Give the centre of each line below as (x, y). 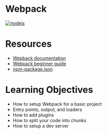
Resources (29, 44)
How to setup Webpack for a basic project (57, 104)
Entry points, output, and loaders (47, 109)
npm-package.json (33, 69)
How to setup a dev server (41, 126)
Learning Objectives (49, 90)
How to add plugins (33, 115)
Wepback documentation (39, 58)
